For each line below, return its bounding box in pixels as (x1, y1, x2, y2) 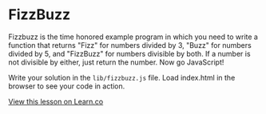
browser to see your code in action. (8, 81, 125, 91)
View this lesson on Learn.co (8, 96, 104, 106)
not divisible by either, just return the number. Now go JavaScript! (8, 57, 224, 67)
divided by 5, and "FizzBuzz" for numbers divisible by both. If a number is (8, 49, 251, 58)
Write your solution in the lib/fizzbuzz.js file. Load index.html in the (8, 73, 236, 82)
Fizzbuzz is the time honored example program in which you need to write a (8, 32, 258, 41)
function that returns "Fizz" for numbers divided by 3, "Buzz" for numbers (8, 40, 252, 49)
